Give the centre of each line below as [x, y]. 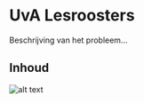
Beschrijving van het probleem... [68, 40]
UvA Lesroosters [72, 16]
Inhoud [29, 68]
